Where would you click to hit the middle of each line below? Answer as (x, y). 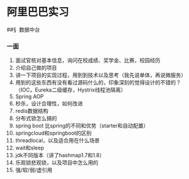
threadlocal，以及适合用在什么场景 (57, 141)
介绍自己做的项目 (36, 68)
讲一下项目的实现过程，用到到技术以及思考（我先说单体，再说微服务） (101, 75)
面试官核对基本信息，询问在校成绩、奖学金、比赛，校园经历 (88, 60)
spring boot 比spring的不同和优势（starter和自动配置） (82, 126)
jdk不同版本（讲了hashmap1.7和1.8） (60, 155)
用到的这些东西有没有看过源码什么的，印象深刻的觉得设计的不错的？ (98, 83)
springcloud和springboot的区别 (53, 133)
